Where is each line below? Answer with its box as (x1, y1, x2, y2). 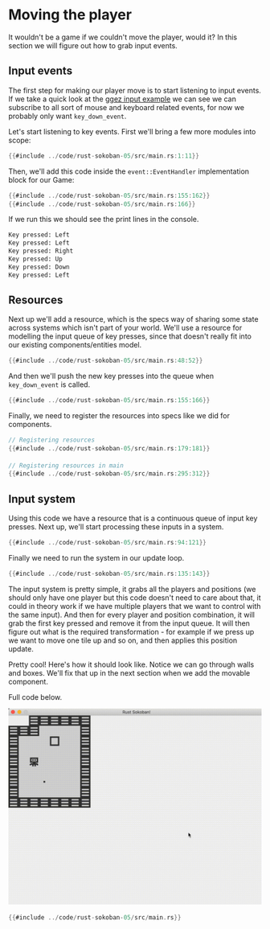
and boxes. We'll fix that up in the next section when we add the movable (8, 668, 251, 677)
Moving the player (8, 6, 133, 24)
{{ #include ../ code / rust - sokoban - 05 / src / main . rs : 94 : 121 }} (8, 539, 207, 547)
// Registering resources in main (8, 461, 125, 470)
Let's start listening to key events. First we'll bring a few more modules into (8, 126, 256, 136)
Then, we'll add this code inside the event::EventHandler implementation (8, 166, 250, 176)
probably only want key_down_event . (8, 111, 127, 121)
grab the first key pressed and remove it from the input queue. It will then (8, 618, 251, 628)
